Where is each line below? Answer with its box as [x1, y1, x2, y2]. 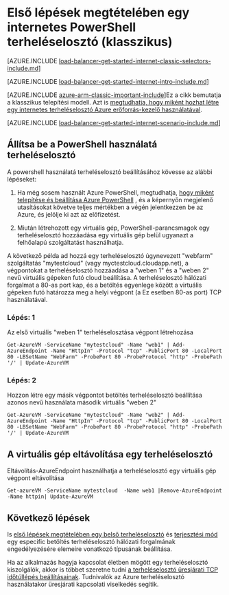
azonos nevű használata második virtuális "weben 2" [7, 398, 157, 407]
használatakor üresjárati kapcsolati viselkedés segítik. [7, 580, 159, 588]
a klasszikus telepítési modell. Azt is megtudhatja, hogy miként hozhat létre [7, 98, 219, 106]
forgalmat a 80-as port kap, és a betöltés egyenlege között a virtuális [7, 281, 202, 289]
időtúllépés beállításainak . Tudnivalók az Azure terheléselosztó [7, 572, 185, 581]
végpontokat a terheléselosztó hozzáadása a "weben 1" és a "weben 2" [7, 266, 209, 274]
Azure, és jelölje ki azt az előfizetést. [16, 210, 121, 218]
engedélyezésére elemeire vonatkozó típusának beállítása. [7, 545, 173, 553]
